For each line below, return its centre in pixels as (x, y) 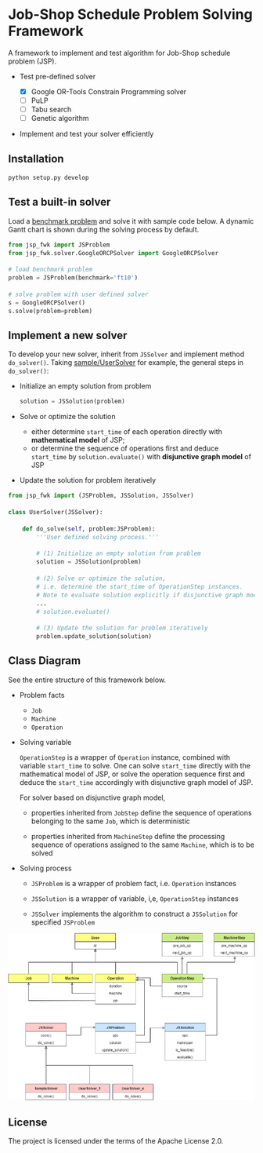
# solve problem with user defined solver (78, 294)
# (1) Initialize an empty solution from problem (119, 554)
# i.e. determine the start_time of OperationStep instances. (140, 586)
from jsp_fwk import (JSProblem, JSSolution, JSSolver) (101, 496)
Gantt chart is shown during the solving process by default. (104, 229)
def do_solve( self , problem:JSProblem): (89, 529)
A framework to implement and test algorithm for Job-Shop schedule (119, 53)
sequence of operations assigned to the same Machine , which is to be (142, 845)
